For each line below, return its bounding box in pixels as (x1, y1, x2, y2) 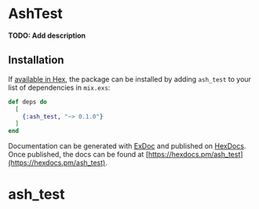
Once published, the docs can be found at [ (8, 150, 149, 159)
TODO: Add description (8, 31, 86, 40)
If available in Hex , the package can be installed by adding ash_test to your (8, 74, 251, 83)
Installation (8, 53, 64, 67)
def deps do (8, 97, 47, 106)
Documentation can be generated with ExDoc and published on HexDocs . (8, 141, 246, 151)
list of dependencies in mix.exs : (8, 82, 111, 92)
